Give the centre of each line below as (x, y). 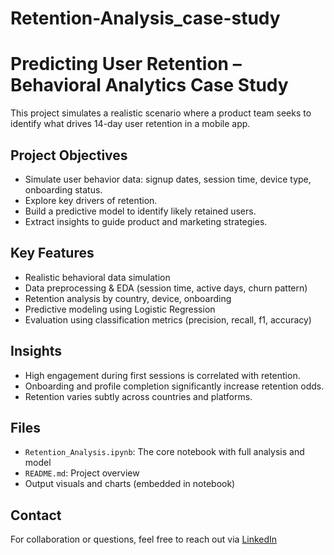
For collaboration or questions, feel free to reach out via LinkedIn (144, 539)
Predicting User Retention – (126, 64)
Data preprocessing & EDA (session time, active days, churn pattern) (166, 288)
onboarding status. (63, 189)
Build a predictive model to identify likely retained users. (140, 211)
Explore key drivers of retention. (91, 200)
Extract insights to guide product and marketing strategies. (146, 221)
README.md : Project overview (82, 473)
